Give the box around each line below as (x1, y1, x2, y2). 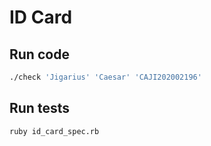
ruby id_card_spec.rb (9, 126, 100, 136)
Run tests (9, 100, 70, 117)
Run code (9, 46, 70, 63)
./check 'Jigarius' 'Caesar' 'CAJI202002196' (9, 72, 202, 82)
